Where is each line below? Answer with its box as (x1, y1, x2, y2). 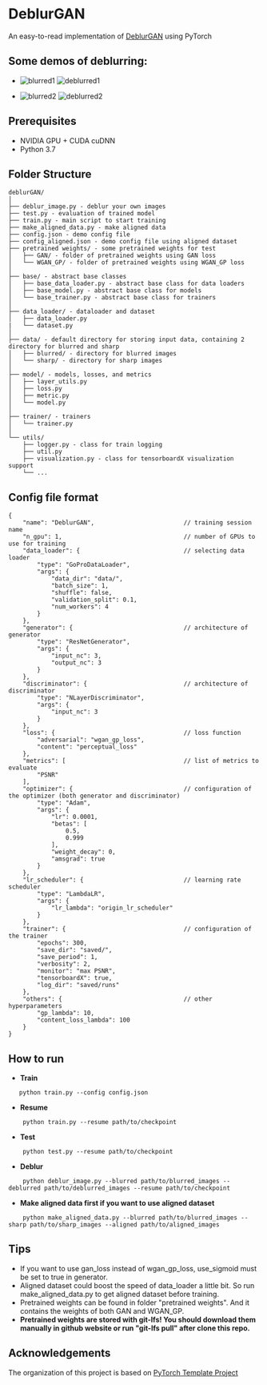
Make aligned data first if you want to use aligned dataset (19, 1198, 215, 1207)
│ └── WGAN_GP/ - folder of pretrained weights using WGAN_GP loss (8, 259, 245, 267)
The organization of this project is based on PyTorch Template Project (8, 1367, 238, 1377)
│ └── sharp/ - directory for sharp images (8, 357, 162, 365)
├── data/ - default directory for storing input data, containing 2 (8, 335, 245, 344)
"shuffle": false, (50, 589, 113, 597)
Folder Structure (8, 167, 92, 181)
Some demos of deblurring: (8, 54, 148, 68)
